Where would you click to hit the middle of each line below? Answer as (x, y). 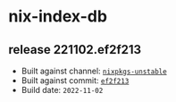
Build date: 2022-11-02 (62, 90)
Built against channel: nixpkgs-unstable (94, 71)
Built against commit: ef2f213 (75, 81)
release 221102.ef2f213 (75, 50)
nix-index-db (58, 17)
